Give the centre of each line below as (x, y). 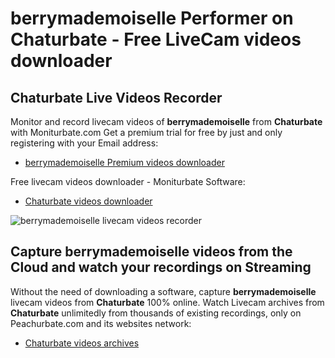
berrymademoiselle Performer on (152, 18)
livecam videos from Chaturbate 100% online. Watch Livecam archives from (167, 302)
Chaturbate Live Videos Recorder (116, 97)
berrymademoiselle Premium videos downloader (124, 162)
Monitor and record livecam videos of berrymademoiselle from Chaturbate (166, 121)
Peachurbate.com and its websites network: (101, 323)
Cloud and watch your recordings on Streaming (161, 267)
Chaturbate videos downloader (88, 201)
